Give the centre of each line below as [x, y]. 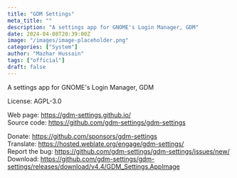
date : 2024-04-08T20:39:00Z [49, 34]
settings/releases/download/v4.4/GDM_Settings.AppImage [94, 166]
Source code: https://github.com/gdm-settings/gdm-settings [97, 122]
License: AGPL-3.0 [35, 101]
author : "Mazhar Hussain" [46, 54]
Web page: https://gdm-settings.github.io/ [69, 115]
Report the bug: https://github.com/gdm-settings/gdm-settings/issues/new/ [118, 151]
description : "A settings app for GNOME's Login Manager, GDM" [103, 27]
